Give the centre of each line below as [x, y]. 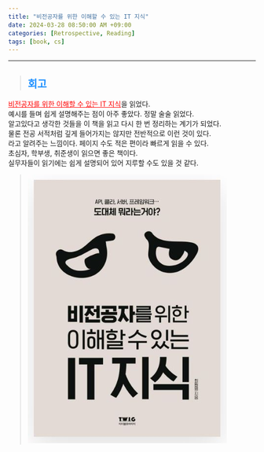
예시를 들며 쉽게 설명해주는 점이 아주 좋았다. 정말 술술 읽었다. [101, 114]
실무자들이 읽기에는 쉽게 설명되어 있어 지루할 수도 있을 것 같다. [103, 163]
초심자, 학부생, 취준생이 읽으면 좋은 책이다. [73, 153]
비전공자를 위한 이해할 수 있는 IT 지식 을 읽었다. [79, 104]
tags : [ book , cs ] [37, 42]
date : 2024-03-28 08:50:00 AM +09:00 [70, 25]
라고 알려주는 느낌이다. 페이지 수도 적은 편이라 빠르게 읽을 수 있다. [109, 143]
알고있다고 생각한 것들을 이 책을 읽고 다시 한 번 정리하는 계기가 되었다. [115, 124]
